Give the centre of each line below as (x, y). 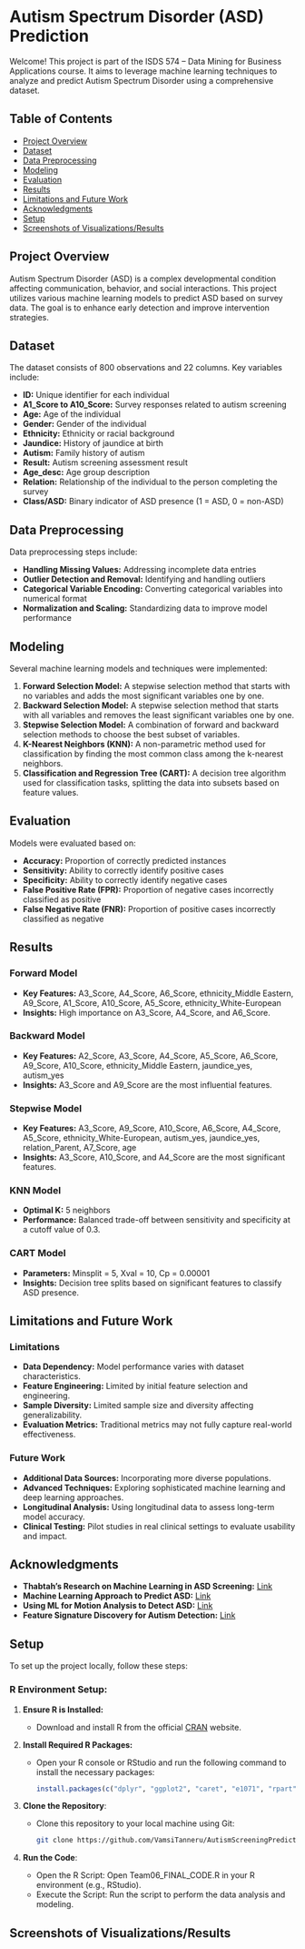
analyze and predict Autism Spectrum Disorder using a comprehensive (142, 80)
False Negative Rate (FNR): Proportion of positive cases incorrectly (149, 909)
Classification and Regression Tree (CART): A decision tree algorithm (154, 773)
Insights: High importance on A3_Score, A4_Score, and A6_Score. (146, 1012)
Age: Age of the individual (71, 414)
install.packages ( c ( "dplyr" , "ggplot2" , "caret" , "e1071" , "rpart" (166, 1789)
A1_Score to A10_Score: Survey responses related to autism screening (155, 405)
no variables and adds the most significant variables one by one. (143, 695)
